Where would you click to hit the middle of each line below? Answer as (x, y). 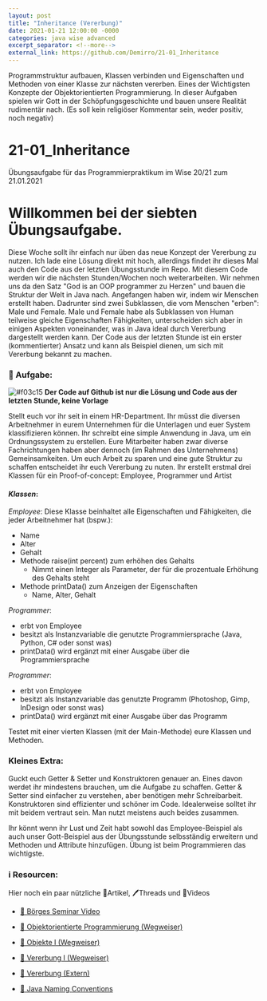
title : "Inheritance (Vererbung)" (66, 23)
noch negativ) (31, 118)
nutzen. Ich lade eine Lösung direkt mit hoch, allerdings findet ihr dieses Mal (133, 260)
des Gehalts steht (61, 578)
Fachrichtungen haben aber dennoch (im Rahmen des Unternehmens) (124, 450)
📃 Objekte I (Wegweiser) (60, 942)
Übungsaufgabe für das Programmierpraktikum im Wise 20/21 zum (118, 172)
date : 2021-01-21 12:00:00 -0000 (64, 30)
